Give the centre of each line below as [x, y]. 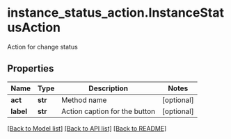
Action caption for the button [109, 111]
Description [109, 88]
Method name [84, 100]
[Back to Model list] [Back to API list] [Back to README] [87, 128]
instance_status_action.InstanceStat [116, 13]
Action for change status [42, 47]
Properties [31, 68]
